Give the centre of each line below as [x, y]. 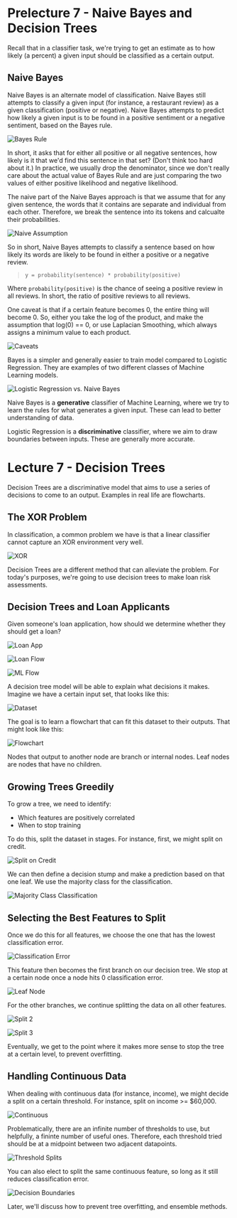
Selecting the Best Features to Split [87, 918]
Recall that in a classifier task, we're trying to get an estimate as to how [111, 48]
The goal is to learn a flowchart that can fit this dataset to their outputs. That [119, 722]
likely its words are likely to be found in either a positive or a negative [108, 255]
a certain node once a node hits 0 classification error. [86, 977]
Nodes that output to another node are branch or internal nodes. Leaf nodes [118, 757]
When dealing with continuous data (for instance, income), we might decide [118, 1094]
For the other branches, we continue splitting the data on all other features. [117, 1005]
